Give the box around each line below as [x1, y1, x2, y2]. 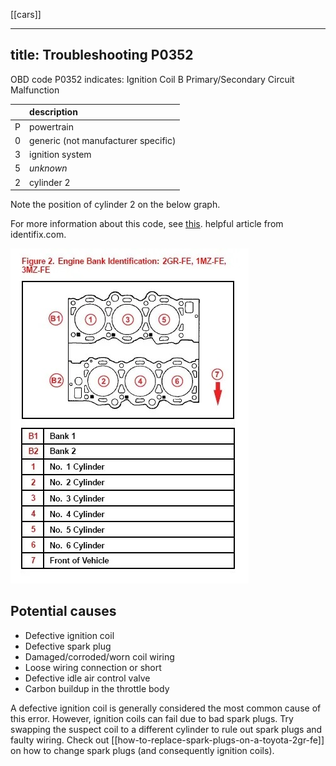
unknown [29, 162, 68, 174]
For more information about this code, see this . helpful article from [10, 218, 284, 230]
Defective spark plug [24, 640, 112, 652]
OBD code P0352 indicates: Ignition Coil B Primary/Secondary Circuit [10, 73, 295, 85]
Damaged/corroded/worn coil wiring [24, 650, 175, 663]
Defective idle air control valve [24, 672, 151, 684]
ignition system [29, 149, 92, 161]
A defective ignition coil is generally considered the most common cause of [10, 702, 322, 714]
